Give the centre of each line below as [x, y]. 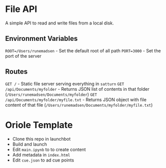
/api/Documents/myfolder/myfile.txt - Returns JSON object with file [76, 99]
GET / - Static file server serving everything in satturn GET [65, 84]
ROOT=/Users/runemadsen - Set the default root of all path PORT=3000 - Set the [83, 50]
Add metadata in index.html [41, 155]
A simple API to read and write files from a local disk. [59, 23]
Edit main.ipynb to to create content [49, 149]
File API [21, 9]
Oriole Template [39, 125]
